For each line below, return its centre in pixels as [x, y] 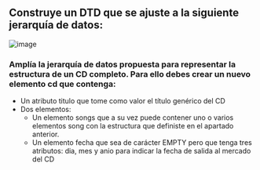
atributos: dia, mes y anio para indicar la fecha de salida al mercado [141, 151]
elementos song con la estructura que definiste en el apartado [133, 126]
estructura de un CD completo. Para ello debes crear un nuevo [130, 74]
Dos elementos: [46, 110]
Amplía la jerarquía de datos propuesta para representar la [123, 64]
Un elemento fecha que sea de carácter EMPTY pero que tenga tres [142, 143]
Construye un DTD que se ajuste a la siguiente [124, 13]
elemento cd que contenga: [62, 84]
